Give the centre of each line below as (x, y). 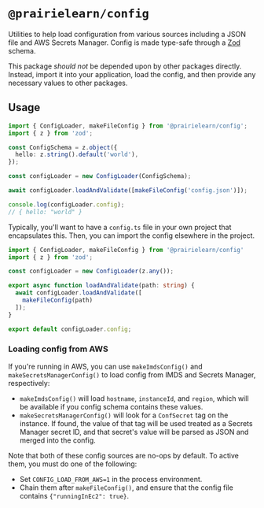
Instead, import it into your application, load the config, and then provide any (132, 74)
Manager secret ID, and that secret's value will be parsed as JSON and (134, 432)
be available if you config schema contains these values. (111, 406)
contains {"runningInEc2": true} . (74, 495)
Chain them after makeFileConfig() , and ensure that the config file (126, 488)
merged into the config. (57, 440)
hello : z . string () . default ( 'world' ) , (77, 155)
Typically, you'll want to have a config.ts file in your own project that (120, 227)
